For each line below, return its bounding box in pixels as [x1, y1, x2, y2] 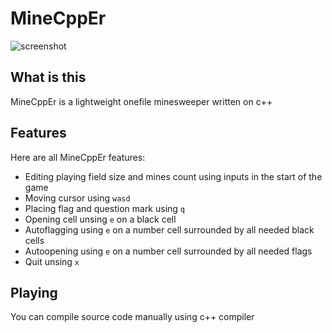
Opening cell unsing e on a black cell [24, 213, 177, 225]
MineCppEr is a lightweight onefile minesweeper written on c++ [10, 95, 273, 107]
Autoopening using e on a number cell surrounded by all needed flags [24, 245, 313, 257]
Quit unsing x [24, 255, 80, 267]
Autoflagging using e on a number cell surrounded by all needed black [24, 223, 315, 236]
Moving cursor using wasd [24, 192, 131, 204]
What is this [10, 69, 87, 86]
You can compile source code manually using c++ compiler [10, 311, 255, 323]
